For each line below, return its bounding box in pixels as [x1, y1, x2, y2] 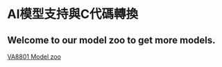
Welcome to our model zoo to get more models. [7, 34, 216, 46]
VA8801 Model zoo [7, 52, 61, 61]
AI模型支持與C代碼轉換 [7, 6, 139, 22]
